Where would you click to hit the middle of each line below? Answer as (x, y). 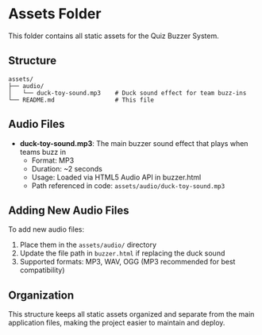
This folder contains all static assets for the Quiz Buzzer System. (114, 36)
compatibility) (42, 270)
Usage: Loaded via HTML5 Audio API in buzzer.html (116, 177)
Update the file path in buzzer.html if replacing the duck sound (122, 253)
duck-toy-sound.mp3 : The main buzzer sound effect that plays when (134, 143)
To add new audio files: (46, 229)
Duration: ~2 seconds (67, 168)
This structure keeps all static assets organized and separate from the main (131, 314)
